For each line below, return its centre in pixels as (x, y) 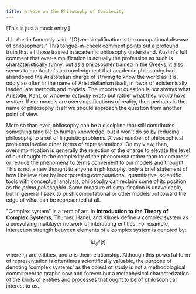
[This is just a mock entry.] (38, 28)
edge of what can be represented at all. (54, 200)
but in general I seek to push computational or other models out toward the (96, 193)
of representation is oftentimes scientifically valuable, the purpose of (89, 261)
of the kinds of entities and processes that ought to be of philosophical (91, 280)
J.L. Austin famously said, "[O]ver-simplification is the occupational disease (97, 39)
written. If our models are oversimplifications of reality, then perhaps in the (96, 101)
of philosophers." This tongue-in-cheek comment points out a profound (92, 46)
